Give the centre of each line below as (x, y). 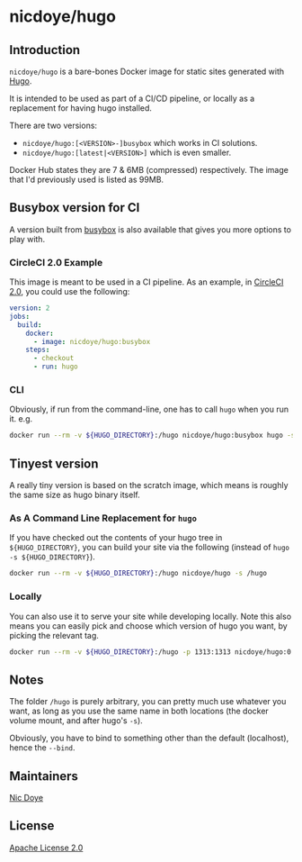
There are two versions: (53, 125)
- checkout (53, 358)
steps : (38, 350)
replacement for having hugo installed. (81, 108)
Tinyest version (54, 463)
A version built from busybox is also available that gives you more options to (151, 229)
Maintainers (44, 776)
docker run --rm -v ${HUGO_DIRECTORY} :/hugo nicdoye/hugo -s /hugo (138, 574)
